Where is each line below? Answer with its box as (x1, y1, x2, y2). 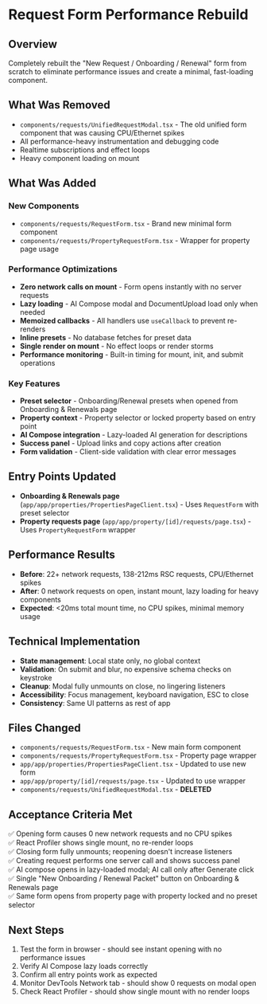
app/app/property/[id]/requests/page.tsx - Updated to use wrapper (19, 776, 246, 786)
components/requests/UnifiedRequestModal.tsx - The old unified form (19, 120, 247, 129)
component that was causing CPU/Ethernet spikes (19, 127, 185, 137)
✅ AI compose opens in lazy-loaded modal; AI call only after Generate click (8, 865, 254, 874)
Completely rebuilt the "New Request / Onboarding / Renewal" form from (8, 58, 247, 68)
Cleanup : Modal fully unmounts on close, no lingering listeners (19, 681, 226, 691)
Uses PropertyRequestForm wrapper (19, 524, 137, 535)
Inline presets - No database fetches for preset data (19, 332, 192, 342)
